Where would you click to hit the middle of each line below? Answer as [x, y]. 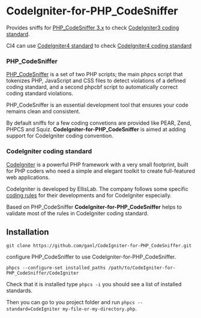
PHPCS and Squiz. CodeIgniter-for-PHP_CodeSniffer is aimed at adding [96, 130]
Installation [28, 232]
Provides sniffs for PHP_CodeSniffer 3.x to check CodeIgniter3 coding [93, 28]
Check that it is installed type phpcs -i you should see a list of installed [94, 284]
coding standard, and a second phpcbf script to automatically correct [92, 87]
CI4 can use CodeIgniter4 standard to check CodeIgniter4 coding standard [99, 46]
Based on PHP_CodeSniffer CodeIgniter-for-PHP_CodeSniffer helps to [94, 207]
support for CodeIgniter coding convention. [60, 136]
